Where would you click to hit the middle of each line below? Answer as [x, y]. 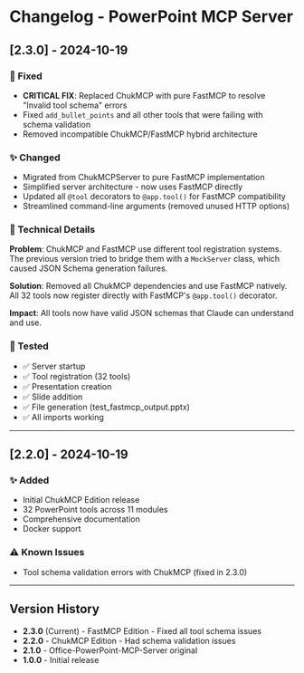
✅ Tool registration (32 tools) [76, 376]
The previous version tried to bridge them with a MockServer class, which [145, 259]
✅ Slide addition [52, 397]
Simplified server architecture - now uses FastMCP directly [133, 187]
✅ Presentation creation [67, 386]
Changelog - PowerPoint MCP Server [152, 17]
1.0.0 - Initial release [61, 659]
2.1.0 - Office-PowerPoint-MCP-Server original [110, 650]
